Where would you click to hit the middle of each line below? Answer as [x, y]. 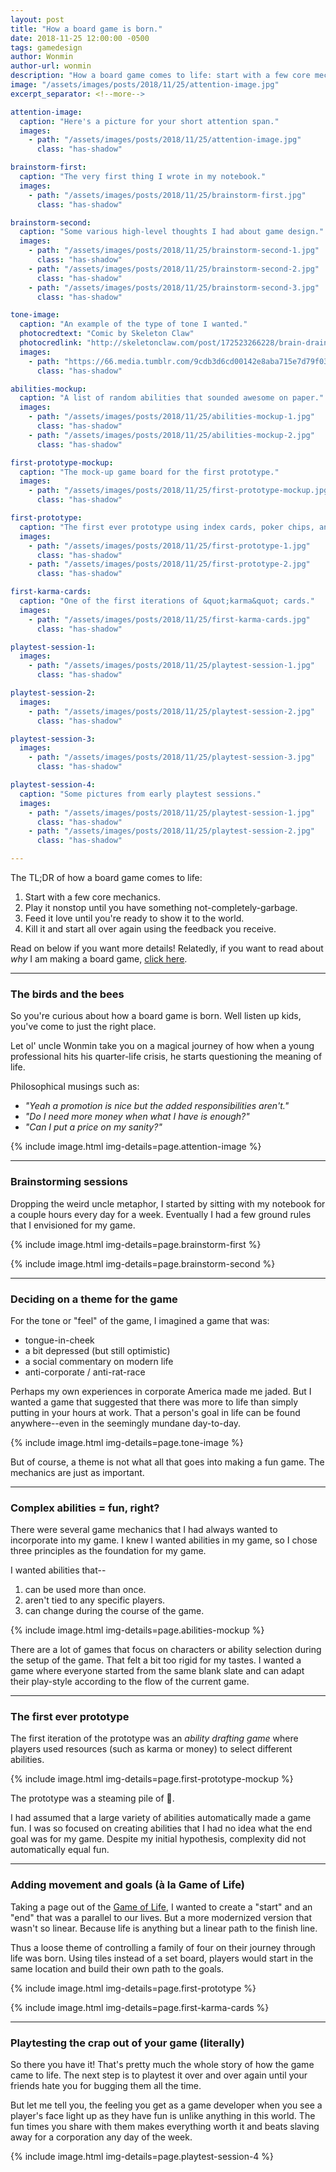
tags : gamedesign [46, 47]
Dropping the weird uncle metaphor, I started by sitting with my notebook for [168, 1203]
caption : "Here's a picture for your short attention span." [149, 121]
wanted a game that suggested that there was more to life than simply [154, 1402]
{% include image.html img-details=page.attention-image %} [136, 1147]
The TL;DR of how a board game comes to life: [106, 877]
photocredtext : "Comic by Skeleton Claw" [107, 334]
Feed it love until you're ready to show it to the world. [134, 918]
